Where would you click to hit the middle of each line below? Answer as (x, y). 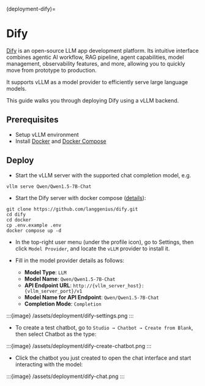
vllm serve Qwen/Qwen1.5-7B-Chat (49, 187)
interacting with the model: (49, 364)
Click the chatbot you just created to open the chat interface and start (103, 358)
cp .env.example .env (34, 225)
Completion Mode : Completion (63, 304)
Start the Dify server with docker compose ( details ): (80, 198)
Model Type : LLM (46, 272)
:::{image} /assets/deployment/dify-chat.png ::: (65, 376)
